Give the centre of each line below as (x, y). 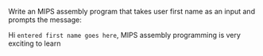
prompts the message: (45, 20)
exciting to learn (35, 43)
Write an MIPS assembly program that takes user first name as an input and (132, 11)
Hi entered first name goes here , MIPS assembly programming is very (124, 35)
